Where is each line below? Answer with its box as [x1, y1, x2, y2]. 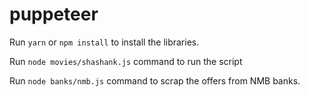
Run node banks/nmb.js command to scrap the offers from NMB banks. [9, 74, 301, 87]
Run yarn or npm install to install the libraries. [9, 36, 200, 48]
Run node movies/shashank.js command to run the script [9, 55, 243, 67]
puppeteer [9, 3, 99, 26]
